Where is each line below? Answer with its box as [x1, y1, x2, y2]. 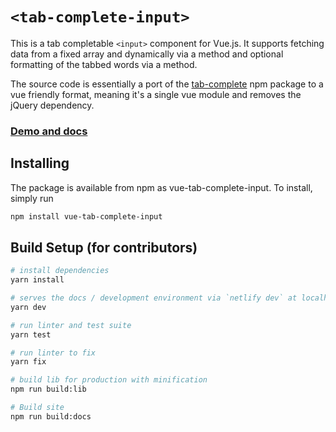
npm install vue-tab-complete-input [10, 211, 163, 222]
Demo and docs [10, 124, 88, 138]
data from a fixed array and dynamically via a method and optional [10, 48, 284, 60]
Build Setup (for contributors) [10, 239, 198, 256]
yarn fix [10, 357, 47, 367]
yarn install [10, 275, 65, 285]
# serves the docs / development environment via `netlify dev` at [10, 293, 298, 303]
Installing [10, 155, 70, 172]
